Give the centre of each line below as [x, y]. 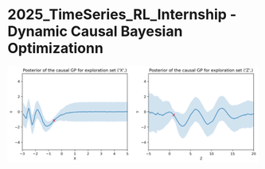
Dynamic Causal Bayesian [95, 31]
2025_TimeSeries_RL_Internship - [122, 15]
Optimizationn [56, 48]
